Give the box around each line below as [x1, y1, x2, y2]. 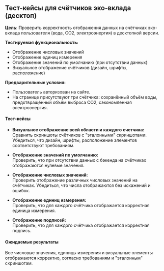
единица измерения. [12, 208, 56, 213]
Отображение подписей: [12, 217, 66, 223]
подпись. [12, 228, 32, 234]
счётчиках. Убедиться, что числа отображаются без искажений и [12, 182, 151, 188]
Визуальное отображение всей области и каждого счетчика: [12, 127, 145, 133]
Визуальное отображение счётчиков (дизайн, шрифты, [12, 64, 128, 70]
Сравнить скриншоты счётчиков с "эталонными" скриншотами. [12, 132, 147, 138]
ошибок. [12, 188, 30, 194]
